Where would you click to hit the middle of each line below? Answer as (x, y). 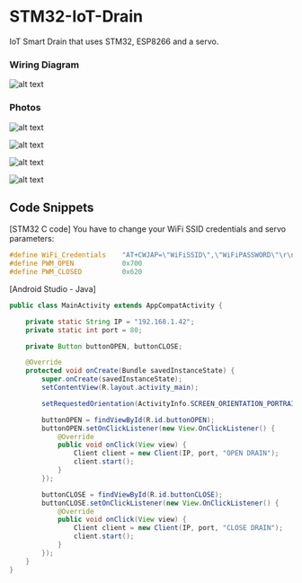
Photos (25, 108)
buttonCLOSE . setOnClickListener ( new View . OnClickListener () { (160, 503)
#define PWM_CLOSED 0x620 (76, 272)
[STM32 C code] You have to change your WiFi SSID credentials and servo (147, 229)
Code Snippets (52, 207)
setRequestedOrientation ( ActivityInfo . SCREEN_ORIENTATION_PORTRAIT (170, 403)
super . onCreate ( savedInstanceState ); (112, 379)
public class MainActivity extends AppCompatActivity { (116, 305)
